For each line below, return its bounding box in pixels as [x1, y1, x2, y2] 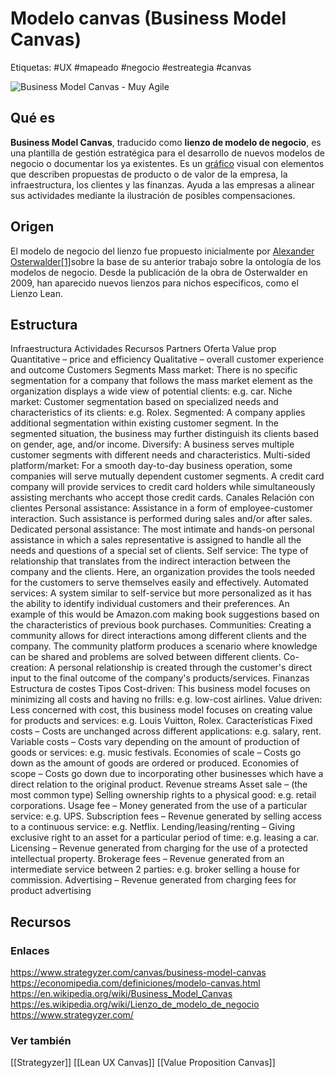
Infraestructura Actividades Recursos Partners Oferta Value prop [10, 343, 277, 355]
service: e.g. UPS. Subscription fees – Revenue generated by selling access [10, 810, 322, 822]
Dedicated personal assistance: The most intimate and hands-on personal [10, 523, 315, 536]
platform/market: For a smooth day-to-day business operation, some [10, 460, 293, 472]
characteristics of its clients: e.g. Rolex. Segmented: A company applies [10, 407, 306, 419]
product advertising [10, 885, 92, 897]
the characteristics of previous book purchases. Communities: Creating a [10, 619, 312, 631]
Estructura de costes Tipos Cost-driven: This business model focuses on [10, 683, 311, 695]
